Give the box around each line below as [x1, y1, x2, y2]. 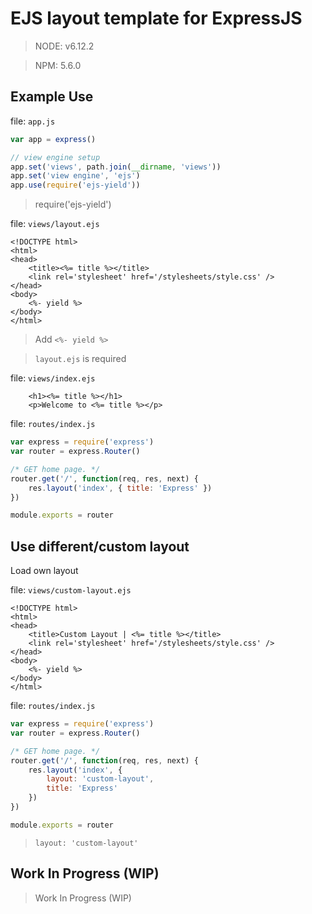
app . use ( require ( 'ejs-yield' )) [10, 180, 141, 191]
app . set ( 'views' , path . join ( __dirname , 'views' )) [10, 162, 222, 172]
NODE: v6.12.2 [34, 40, 95, 52]
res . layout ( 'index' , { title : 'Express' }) [28, 483, 213, 493]
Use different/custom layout [10, 538, 190, 555]
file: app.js [10, 115, 56, 127]
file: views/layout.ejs [10, 218, 100, 230]
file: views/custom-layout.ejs [10, 584, 132, 596]
